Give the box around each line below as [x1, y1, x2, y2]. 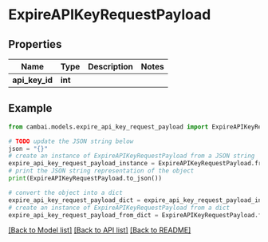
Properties [8, 38, 62, 51]
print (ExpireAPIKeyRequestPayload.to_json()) [8, 174, 162, 183]
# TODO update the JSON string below [8, 137, 134, 145]
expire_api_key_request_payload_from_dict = [8, 211, 159, 219]
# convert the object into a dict [8, 188, 124, 196]
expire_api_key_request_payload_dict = [8, 196, 141, 204]
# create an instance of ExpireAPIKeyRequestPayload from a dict [8, 204, 230, 212]
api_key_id [12, 74, 53, 85]
